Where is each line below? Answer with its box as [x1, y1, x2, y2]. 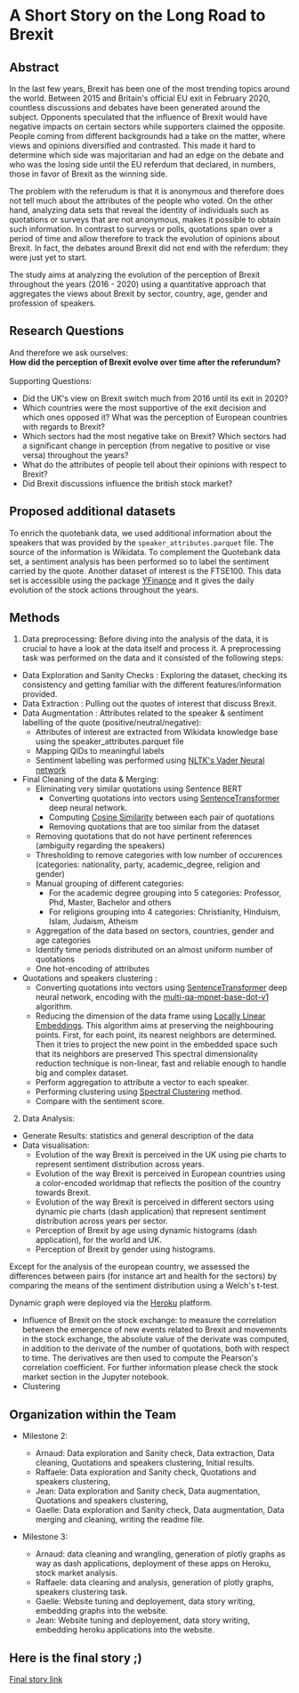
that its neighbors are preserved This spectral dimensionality [35, 1049, 258, 1059]
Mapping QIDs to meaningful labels [35, 746, 165, 757]
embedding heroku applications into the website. [35, 1624, 215, 1635]
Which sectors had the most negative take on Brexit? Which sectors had [21, 430, 287, 441]
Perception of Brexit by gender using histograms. [35, 1244, 216, 1255]
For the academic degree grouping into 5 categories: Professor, [48, 887, 282, 898]
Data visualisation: [21, 1140, 90, 1150]
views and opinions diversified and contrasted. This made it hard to [9, 140, 256, 151]
